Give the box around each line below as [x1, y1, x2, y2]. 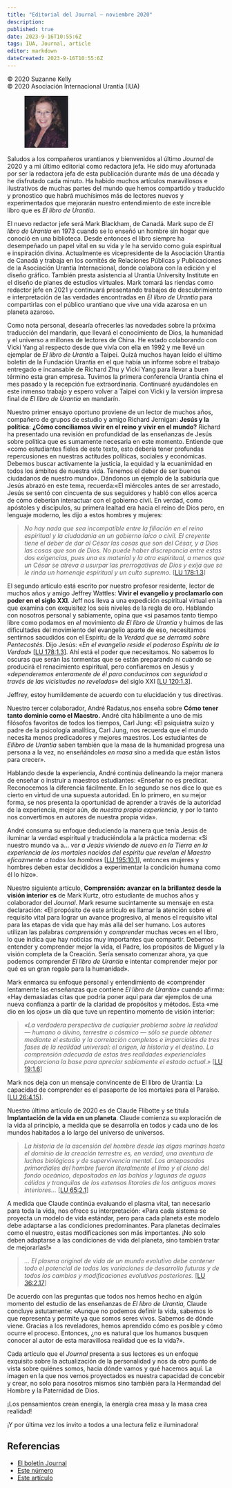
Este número [17, 1466, 54, 1474]
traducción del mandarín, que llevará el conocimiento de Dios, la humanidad [7, 328, 224, 337]
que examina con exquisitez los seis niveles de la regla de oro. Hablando [7, 604, 214, 612]
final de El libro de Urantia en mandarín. [7, 394, 120, 402]
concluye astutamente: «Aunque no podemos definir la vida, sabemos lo [7, 1307, 213, 1315]
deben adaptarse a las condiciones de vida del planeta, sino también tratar [7, 1236, 220, 1244]
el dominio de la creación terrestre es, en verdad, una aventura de [23, 1148, 213, 1157]
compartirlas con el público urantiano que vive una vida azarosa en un [7, 300, 207, 308]
